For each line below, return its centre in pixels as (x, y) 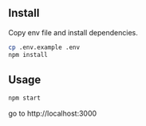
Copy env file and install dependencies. (73, 32)
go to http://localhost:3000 (53, 114)
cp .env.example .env (44, 47)
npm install (28, 55)
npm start (25, 98)
